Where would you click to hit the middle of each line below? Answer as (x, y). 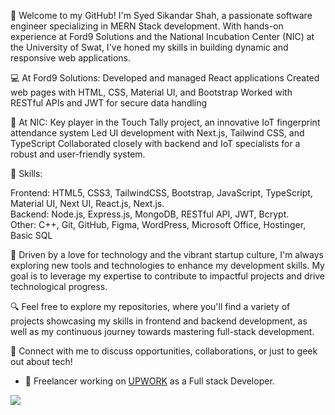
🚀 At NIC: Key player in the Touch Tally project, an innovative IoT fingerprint (165, 122)
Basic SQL (31, 235)
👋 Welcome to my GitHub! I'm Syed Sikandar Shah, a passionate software (161, 15)
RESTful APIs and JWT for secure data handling (109, 103)
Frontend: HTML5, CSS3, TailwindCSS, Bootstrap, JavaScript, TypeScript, (161, 193)
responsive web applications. (71, 58)
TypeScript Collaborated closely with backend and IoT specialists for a (155, 143)
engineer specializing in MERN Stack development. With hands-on (147, 26)
